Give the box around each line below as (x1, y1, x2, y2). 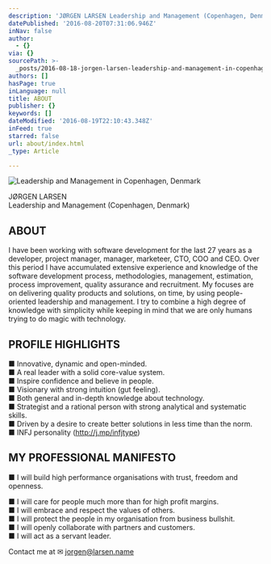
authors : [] (8, 72, 48, 80)
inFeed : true (8, 124, 52, 133)
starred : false (8, 132, 60, 140)
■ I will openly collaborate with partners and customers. (8, 522, 195, 532)
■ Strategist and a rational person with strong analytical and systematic (8, 402, 247, 411)
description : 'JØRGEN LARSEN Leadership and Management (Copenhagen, (8, 11, 248, 20)
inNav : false (8, 27, 52, 35)
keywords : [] (8, 110, 52, 118)
